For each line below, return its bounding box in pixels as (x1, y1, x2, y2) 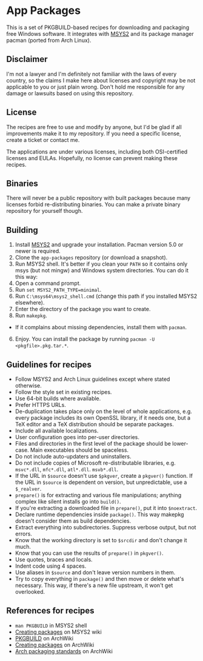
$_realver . (15, 485, 42, 492)
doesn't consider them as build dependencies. (15, 517, 131, 525)
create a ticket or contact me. (6, 136, 80, 143)
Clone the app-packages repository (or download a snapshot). (15, 254, 168, 261)
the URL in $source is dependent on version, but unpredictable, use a (15, 478, 187, 486)
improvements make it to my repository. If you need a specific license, (6, 130, 182, 137)
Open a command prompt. (15, 280, 81, 287)
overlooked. (15, 588, 45, 595)
